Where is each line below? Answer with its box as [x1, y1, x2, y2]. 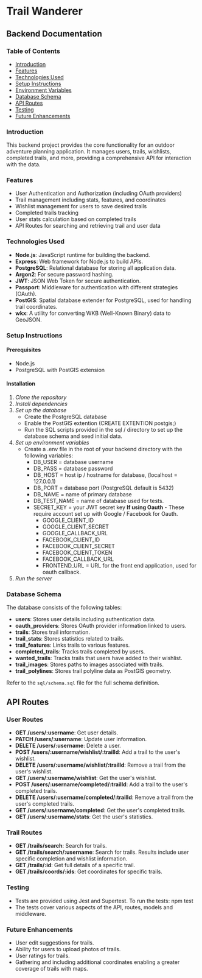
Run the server [15, 575, 53, 582]
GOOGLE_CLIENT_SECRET [42, 523, 110, 530]
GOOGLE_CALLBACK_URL [42, 530, 108, 537]
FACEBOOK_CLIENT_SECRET [42, 543, 116, 550]
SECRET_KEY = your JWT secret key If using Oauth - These [33, 504, 184, 511]
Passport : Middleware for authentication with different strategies [15, 283, 178, 290]
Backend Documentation [6, 29, 102, 39]
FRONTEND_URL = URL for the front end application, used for [42, 562, 197, 569]
